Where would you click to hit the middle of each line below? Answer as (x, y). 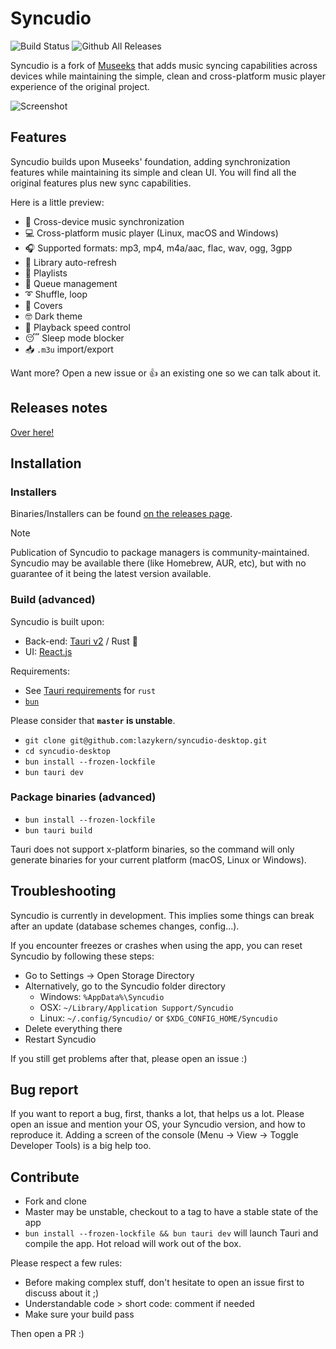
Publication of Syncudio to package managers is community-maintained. (160, 553)
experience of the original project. (80, 86)
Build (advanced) (53, 600)
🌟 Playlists (46, 273)
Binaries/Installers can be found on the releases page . (121, 514)
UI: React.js (48, 651)
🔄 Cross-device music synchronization (104, 221)
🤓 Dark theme (53, 316)
